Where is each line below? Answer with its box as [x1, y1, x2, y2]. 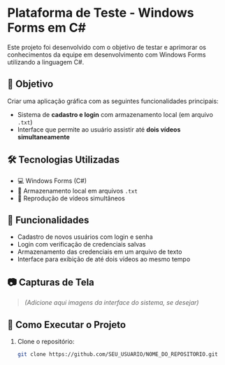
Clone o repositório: [17, 338, 75, 345]
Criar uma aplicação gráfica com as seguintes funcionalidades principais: [7, 97, 219, 105]
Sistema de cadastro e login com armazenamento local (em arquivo [17, 110, 213, 118]
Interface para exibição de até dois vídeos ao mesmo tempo [17, 255, 191, 263]
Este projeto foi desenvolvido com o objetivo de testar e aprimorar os [7, 43, 206, 51]
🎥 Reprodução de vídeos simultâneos [17, 194, 126, 202]
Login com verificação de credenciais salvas [17, 240, 146, 249]
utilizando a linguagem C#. [7, 57, 85, 66]
